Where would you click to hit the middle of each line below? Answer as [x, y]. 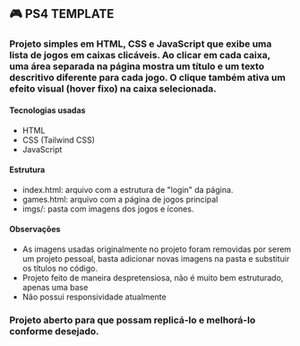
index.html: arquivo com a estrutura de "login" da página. [128, 189]
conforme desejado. [55, 331]
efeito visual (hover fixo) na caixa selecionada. [113, 89]
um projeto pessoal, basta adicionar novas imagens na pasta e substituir [156, 258]
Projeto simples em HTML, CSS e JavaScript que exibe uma [141, 44]
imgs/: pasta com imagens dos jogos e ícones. [108, 209]
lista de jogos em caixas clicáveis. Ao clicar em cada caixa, [140, 56]
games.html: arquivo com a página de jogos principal [120, 199]
